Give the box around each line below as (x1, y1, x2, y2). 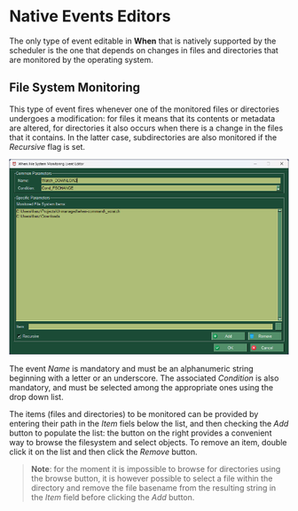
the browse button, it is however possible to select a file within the (30, 473, 273, 483)
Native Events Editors (9, 6, 171, 27)
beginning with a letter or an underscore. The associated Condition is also (9, 373, 279, 383)
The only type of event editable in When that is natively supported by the (9, 35, 277, 46)
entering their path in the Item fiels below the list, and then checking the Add (9, 418, 289, 428)
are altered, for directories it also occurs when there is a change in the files (9, 122, 284, 133)
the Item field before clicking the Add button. (30, 491, 195, 502)
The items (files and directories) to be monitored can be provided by (9, 408, 259, 419)
